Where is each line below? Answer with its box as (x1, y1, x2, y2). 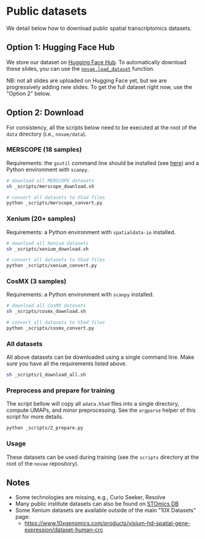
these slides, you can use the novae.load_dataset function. (6, 65, 155, 72)
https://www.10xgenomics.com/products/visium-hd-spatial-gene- (24, 519, 191, 527)
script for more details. (6, 413, 64, 420)
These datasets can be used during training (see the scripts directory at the (6, 453, 199, 461)
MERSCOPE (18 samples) (6, 145, 82, 154)
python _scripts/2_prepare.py (6, 425, 84, 431)
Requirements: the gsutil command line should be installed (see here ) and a (6, 159, 199, 166)
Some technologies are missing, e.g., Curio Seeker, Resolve (15, 494, 166, 501)
